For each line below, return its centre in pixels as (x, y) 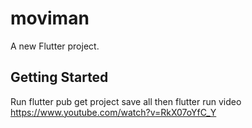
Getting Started (59, 77)
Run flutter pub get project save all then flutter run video (126, 101)
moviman (50, 18)
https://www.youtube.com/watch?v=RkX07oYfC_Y (113, 112)
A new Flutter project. (55, 46)
